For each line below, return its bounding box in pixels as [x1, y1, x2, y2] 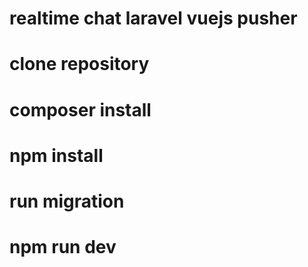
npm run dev [9, 236, 117, 259]
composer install [9, 98, 152, 121]
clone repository [9, 53, 150, 76]
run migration [9, 190, 125, 212]
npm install [9, 144, 104, 167]
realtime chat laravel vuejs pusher [9, 7, 298, 30]
